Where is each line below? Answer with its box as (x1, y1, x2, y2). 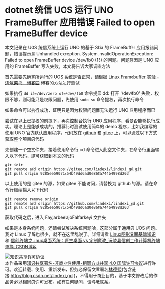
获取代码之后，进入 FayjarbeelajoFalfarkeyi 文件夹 (5, 214, 107, 220)
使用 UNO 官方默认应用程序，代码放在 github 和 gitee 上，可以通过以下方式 (5, 129, 158, 136)
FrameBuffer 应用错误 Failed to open (5, 17, 155, 28)
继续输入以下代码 (13, 186, 48, 193)
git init (5, 163, 23, 167)
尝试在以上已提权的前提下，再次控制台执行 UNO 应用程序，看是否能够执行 (5, 117, 156, 124)
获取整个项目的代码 (5, 136, 44, 142)
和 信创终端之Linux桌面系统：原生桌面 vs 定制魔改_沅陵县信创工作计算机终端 (5, 237, 160, 243)
